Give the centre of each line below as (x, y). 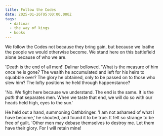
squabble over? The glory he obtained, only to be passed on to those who (80, 77)
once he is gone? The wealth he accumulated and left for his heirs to (75, 72)
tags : (11, 19)
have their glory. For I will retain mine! (43, 128)
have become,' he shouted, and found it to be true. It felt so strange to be (80, 117)
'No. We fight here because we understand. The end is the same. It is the (80, 92)
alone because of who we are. (36, 57)
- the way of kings (30, 28)
